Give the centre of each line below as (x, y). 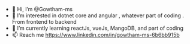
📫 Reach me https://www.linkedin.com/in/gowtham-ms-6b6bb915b (96, 35)
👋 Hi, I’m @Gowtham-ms (42, 9)
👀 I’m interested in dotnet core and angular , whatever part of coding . (98, 15)
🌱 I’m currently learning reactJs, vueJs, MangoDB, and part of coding (98, 28)
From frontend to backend (44, 22)
